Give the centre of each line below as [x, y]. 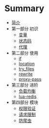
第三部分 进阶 [25, 85]
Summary [24, 9]
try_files [26, 69]
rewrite [26, 74]
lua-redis [28, 96]
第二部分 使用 [25, 53]
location [27, 63]
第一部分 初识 [25, 28]
